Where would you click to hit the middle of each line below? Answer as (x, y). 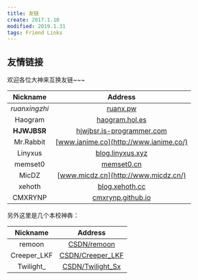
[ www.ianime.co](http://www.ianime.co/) (122, 142)
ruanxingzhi (30, 109)
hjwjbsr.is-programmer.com (122, 131)
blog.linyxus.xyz (122, 153)
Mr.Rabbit (30, 142)
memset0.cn (122, 164)
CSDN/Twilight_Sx (92, 266)
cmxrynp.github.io (122, 198)
